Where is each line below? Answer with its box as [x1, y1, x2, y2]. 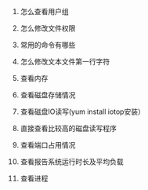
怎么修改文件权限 [20, 24, 76, 33]
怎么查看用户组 [20, 7, 69, 16]
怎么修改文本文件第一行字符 [20, 57, 110, 66]
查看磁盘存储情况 [20, 90, 76, 100]
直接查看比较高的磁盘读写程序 [20, 124, 117, 133]
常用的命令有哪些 [20, 40, 76, 49]
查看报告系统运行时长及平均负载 [20, 157, 124, 166]
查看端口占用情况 [20, 141, 76, 149]
